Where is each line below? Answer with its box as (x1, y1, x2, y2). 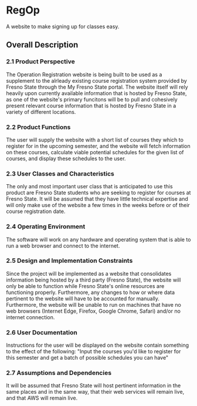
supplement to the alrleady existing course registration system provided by (6, 77, 188, 84)
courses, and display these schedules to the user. (6, 155, 126, 162)
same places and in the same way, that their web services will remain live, (6, 388, 185, 395)
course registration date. (6, 208, 66, 215)
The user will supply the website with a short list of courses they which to (6, 136, 184, 143)
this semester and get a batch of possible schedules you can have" (6, 354, 169, 361)
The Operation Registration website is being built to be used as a (6, 71, 162, 78)
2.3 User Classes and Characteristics (6, 170, 114, 178)
